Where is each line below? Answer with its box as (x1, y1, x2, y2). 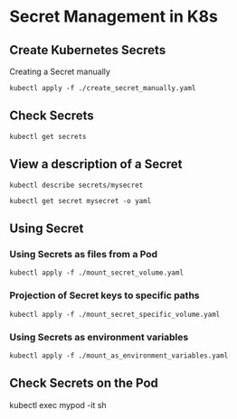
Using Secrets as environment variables (9, 331, 189, 343)
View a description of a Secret (9, 156, 183, 172)
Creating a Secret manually (9, 66, 111, 77)
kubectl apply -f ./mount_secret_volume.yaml (9, 268, 184, 277)
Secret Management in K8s (9, 6, 219, 27)
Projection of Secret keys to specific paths (9, 289, 200, 302)
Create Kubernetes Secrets (9, 42, 166, 58)
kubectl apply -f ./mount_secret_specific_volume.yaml (9, 310, 221, 319)
